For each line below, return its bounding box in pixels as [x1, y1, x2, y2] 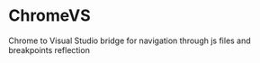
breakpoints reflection [8, 44, 91, 55]
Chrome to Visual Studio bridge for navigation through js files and [8, 35, 251, 46]
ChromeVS [8, 5, 91, 26]
